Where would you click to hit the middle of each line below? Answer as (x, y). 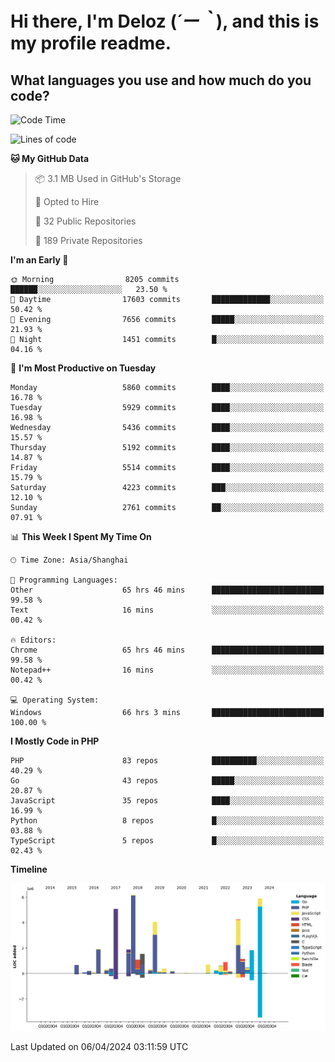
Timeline (29, 869)
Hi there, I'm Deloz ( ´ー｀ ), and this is (165, 21)
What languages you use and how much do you (161, 80)
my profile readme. (91, 43)
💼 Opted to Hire (67, 201)
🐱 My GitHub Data (50, 158)
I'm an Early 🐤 (39, 260)
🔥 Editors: (33, 640)
